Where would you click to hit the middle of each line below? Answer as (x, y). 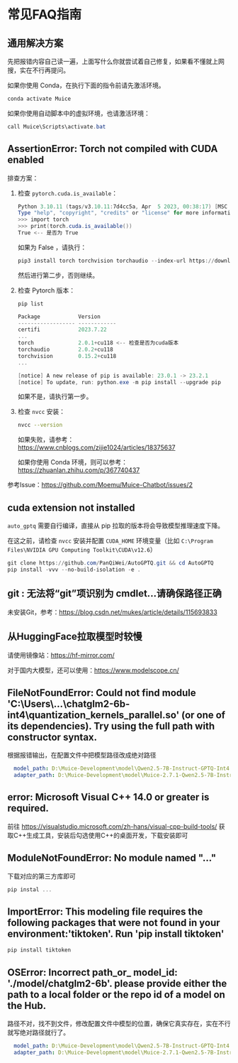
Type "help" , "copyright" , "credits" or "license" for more (108, 213)
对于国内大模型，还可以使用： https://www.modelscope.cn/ (93, 670)
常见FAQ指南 (45, 15)
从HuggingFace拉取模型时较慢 (75, 637)
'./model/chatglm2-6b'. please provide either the (117, 983)
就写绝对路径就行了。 (38, 1032)
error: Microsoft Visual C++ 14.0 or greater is (108, 797)
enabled (26, 160)
